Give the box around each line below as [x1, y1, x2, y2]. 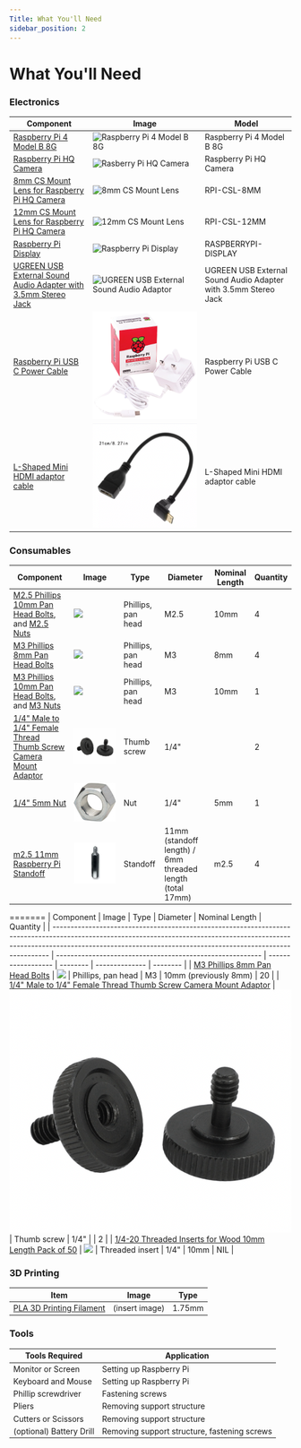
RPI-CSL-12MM [204, 216, 267, 228]
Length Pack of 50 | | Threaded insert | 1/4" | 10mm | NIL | [9, 1244, 235, 1254]
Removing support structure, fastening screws [101, 1426, 273, 1436]
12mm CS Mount [13, 207, 76, 218]
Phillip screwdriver [13, 1389, 82, 1400]
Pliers [13, 1401, 34, 1411]
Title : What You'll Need [9, 14, 102, 23]
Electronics [9, 95, 60, 108]
